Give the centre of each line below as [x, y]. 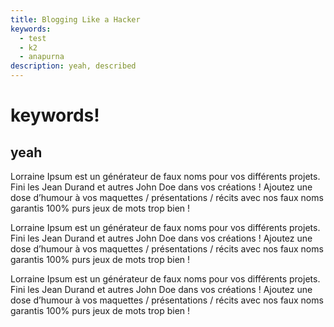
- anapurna [42, 57]
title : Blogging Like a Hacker [75, 19]
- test [33, 38]
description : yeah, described [73, 66]
